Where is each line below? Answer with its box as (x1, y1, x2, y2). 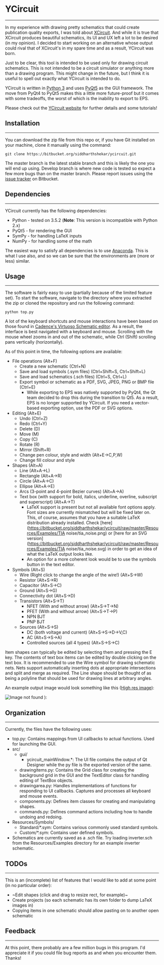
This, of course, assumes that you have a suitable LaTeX (26, 514, 140, 521)
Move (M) (19, 431, 39, 437)
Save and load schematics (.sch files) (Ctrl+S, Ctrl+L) (19, 374, 127, 380)
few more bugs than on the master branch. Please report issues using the (5, 170, 153, 176)
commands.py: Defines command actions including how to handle (19, 809, 152, 815)
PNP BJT (26, 619, 45, 625)
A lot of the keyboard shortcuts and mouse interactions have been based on (5, 318, 158, 324)
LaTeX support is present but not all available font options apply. (26, 504, 156, 510)
